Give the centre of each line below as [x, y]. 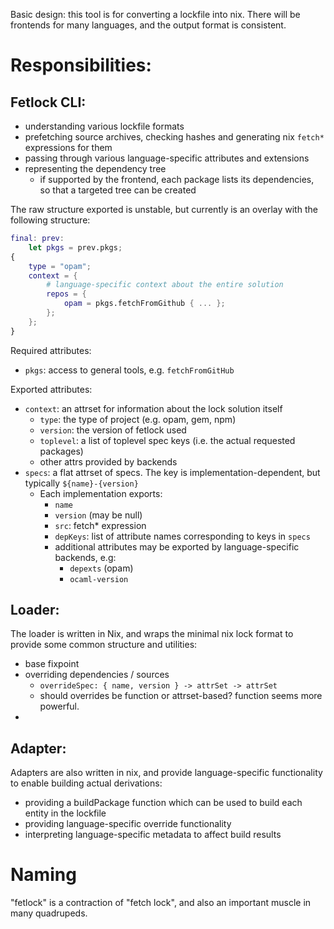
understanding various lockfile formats [104, 126]
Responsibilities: [81, 65]
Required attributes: [51, 350]
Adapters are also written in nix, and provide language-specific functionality [166, 773]
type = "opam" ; [60, 266]
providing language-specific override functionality [128, 824]
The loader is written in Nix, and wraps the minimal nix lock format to [152, 634]
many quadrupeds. [49, 913]
